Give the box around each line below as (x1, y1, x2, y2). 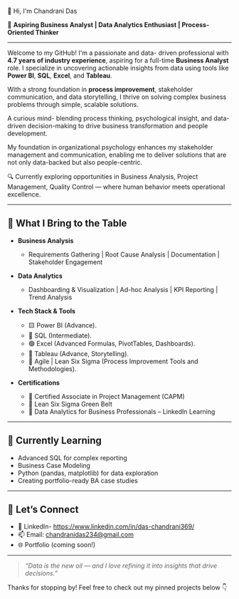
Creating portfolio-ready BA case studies (17, 476, 139, 484)
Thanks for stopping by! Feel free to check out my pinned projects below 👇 (7, 583, 228, 592)
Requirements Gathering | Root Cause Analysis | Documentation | (28, 250, 220, 259)
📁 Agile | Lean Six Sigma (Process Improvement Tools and (28, 357, 198, 365)
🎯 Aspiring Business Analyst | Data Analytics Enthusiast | (7, 21, 181, 28)
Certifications (17, 378, 60, 387)
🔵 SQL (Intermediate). (28, 331, 92, 340)
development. (7, 129, 48, 137)
